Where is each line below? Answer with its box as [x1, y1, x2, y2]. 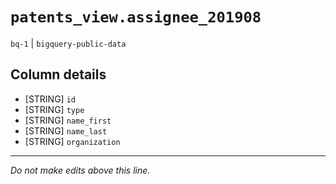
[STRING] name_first [24, 114, 112, 126]
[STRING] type [24, 103, 85, 115]
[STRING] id [24, 93, 76, 105]
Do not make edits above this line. [10, 164, 151, 176]
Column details [10, 66, 107, 83]
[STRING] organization [24, 135, 121, 147]
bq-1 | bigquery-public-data [10, 37, 127, 49]
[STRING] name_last [24, 124, 108, 137]
